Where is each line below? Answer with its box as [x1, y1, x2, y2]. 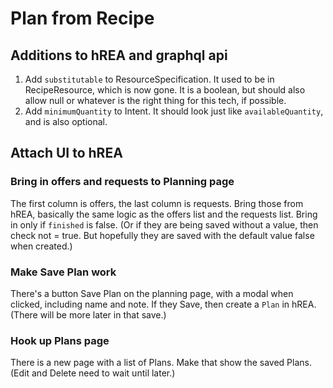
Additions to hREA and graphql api [10, 47, 228, 64]
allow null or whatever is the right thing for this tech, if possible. [24, 95, 287, 106]
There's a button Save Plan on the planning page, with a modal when [10, 287, 294, 299]
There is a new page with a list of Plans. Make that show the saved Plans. [10, 357, 313, 369]
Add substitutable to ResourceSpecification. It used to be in [24, 73, 275, 85]
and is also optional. [24, 116, 108, 127]
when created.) [10, 240, 73, 252]
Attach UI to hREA [10, 145, 123, 162]
